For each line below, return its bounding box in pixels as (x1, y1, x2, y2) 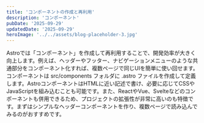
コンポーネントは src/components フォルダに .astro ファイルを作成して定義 (6, 72, 197, 80)
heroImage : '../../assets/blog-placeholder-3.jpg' (6, 32, 138, 38)
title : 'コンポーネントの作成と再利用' (6, 9, 95, 15)
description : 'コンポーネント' (6, 15, 79, 21)
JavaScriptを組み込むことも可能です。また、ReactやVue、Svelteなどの (6, 88, 185, 95)
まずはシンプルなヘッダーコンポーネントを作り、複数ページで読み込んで (16, 103, 198, 110)
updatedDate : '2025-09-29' (6, 26, 75, 32)
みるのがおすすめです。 (6, 111, 65, 118)
